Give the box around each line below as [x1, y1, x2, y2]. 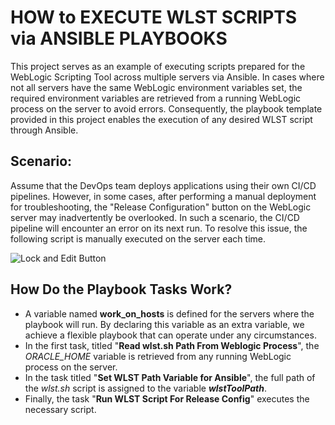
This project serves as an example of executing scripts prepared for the [10, 60, 306, 72]
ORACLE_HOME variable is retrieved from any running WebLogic [24, 350, 292, 362]
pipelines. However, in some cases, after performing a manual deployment [10, 190, 317, 202]
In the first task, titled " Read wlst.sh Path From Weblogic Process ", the [24, 339, 320, 351]
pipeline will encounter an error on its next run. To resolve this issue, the [10, 222, 308, 234]
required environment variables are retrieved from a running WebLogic [10, 92, 302, 104]
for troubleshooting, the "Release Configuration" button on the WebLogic [10, 201, 312, 213]
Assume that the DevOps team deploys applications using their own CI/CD [10, 179, 317, 191]
